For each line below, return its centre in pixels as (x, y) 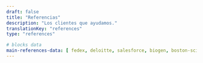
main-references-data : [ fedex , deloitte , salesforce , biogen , (88, 51)
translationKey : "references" (44, 28)
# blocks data (24, 45)
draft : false (23, 12)
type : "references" (31, 34)
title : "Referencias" (34, 17)
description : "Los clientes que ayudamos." (62, 23)
